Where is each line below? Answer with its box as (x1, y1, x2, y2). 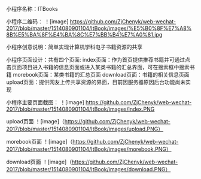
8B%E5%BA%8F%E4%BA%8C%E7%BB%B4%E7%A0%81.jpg (6, 31, 163, 38)
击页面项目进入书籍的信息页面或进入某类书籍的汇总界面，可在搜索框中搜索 (6, 63, 190, 71)
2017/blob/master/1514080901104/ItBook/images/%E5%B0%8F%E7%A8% (6, 25, 192, 32)
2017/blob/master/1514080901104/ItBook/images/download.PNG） (6, 166, 171, 172)
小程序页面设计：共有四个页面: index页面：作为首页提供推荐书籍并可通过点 (6, 56, 190, 63)
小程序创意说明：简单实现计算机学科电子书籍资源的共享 (6, 44, 142, 50)
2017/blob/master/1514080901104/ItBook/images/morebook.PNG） (6, 145, 172, 153)
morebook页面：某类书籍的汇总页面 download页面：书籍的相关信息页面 (13, 71, 190, 78)
